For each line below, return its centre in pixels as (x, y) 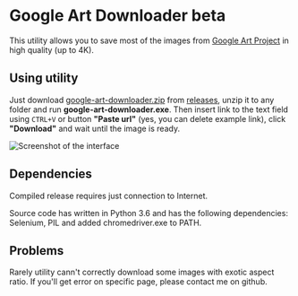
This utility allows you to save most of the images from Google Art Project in (149, 40)
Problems (37, 251)
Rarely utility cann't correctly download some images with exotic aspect (142, 272)
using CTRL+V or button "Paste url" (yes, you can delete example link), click (148, 118)
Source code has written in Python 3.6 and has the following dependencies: (149, 213)
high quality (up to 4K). (51, 49)
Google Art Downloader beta (118, 16)
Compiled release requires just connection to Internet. (109, 196)
